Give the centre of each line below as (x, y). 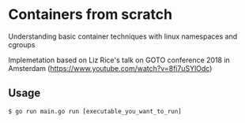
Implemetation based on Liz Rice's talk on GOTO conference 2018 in (119, 60)
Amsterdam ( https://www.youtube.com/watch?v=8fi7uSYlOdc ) (110, 68)
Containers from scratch (90, 15)
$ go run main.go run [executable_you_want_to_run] (95, 111)
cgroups (22, 44)
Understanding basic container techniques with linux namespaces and (123, 36)
